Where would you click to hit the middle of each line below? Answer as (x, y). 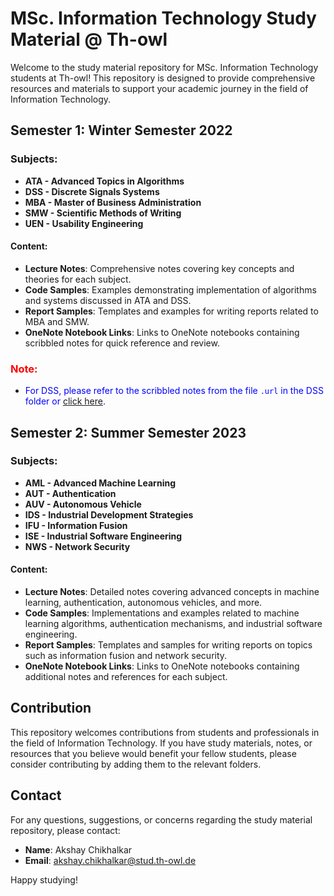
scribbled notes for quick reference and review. (122, 343)
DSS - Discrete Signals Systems (92, 191)
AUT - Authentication (70, 493)
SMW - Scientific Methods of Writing (103, 213)
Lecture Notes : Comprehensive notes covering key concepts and (159, 268)
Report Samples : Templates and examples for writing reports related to (171, 311)
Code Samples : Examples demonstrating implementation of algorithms (170, 289)
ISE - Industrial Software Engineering (103, 536)
